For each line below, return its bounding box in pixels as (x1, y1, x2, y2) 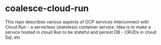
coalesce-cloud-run (5, 3, 89, 14)
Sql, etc (5, 34, 21, 40)
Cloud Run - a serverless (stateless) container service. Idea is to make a (5, 24, 151, 30)
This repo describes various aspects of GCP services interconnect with (5, 19, 149, 25)
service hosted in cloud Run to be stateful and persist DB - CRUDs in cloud (5, 29, 157, 35)
